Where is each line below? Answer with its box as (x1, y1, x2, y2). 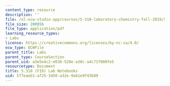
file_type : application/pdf (5, 26, 65, 31)
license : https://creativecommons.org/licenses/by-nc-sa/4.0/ (5, 40, 139, 46)
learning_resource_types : (5, 31, 60, 36)
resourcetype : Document (5, 64, 56, 69)
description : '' (5, 12, 39, 17)
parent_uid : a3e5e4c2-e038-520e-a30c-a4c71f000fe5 (5, 59, 114, 64)
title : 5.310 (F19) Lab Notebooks (5, 69, 78, 74)
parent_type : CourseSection (5, 54, 65, 60)
